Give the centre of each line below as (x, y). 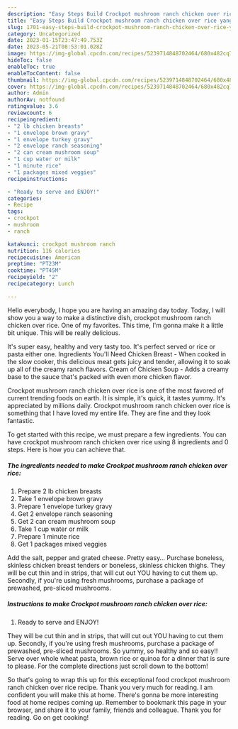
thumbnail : (23, 80)
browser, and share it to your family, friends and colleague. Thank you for (114, 710)
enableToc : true (31, 67)
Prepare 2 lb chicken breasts (59, 491)
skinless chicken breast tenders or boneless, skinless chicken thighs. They (116, 565)
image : (17, 54)
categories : (25, 198)
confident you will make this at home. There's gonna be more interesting (113, 695)
